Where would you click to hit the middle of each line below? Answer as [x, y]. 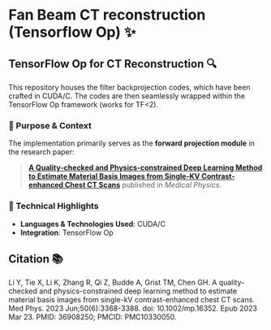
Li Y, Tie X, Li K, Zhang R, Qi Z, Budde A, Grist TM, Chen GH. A [113, 283]
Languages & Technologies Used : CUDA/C [93, 224]
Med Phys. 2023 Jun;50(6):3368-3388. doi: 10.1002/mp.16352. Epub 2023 [133, 308]
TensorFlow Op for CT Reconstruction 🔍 [113, 64]
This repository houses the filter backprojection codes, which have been [129, 87]
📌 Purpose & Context [50, 125]
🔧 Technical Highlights [54, 206]
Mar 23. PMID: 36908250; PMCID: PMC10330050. [92, 317]
